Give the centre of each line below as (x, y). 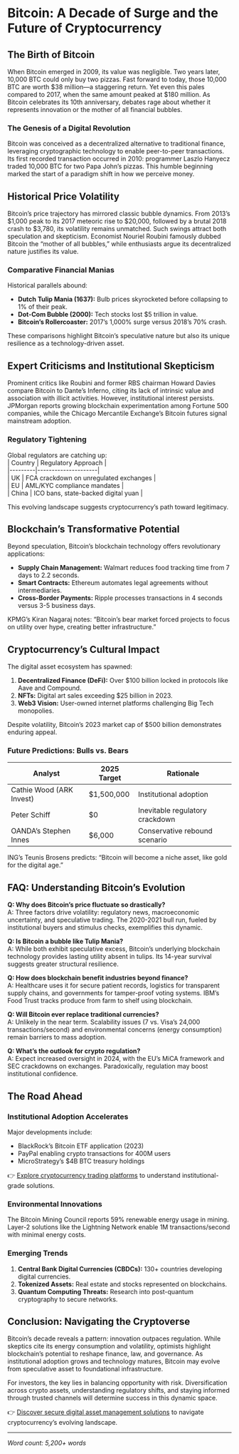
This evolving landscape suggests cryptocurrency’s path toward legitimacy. (118, 507)
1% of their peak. (42, 307)
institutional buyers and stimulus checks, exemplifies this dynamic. (105, 927)
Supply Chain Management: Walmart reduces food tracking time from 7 (123, 568)
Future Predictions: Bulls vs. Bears (68, 751)
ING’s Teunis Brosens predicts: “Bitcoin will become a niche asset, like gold (117, 858)
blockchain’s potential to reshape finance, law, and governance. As (105, 1354)
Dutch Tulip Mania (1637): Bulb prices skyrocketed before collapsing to (123, 299)
